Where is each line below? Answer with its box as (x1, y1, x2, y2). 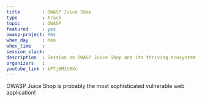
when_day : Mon (6, 37, 56, 43)
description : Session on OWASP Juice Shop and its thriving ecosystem (6, 54, 196, 60)
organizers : (6, 60, 45, 66)
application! (6, 89, 36, 97)
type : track (6, 15, 62, 21)
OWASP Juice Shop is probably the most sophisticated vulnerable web (6, 82, 185, 90)
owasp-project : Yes (6, 32, 56, 38)
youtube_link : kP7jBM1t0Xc (6, 65, 78, 72)
